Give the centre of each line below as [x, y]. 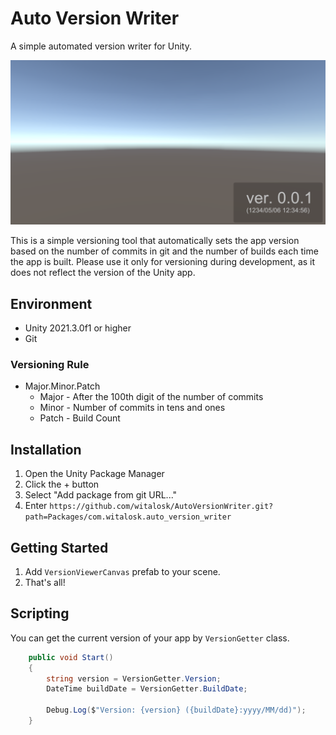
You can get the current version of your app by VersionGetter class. [150, 638]
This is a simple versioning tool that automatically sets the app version [155, 241]
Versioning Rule [50, 364]
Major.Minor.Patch [62, 386]
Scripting [40, 613]
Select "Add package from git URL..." [101, 495]
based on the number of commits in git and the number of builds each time [164, 251]
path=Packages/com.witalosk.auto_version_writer [128, 517]
